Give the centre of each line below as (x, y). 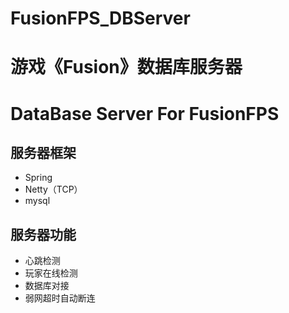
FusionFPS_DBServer (100, 18)
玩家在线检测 (51, 273)
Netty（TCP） (53, 189)
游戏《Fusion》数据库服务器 (126, 67)
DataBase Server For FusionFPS (145, 113)
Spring (38, 178)
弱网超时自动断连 (60, 298)
